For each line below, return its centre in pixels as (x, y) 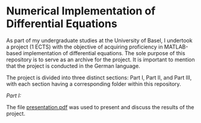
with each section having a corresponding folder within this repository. (94, 84)
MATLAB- (176, 47)
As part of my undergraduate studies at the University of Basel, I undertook (99, 40)
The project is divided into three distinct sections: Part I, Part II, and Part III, (99, 77)
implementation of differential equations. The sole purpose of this (104, 53)
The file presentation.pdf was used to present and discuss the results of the (100, 107)
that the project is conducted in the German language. (73, 66)
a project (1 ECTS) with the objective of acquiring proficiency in (85, 47)
